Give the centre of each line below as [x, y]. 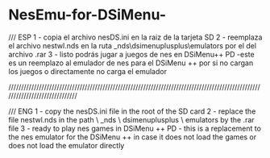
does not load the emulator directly [66, 145]
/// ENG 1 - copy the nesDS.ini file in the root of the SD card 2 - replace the [132, 111]
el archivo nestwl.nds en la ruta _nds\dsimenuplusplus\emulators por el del [132, 45]
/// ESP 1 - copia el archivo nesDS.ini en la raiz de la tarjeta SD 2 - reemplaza [135, 37]
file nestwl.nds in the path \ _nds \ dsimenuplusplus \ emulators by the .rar [132, 119]
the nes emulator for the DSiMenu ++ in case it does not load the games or [133, 137]
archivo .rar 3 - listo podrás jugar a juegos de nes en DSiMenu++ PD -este [132, 54]
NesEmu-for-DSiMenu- [87, 15]
